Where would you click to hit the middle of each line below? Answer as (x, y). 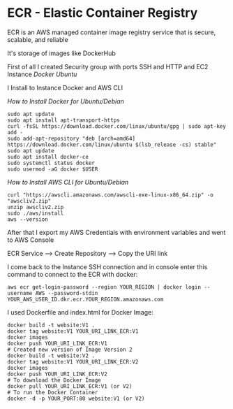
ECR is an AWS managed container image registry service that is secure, (112, 32)
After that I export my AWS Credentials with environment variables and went (116, 232)
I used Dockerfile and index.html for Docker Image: (80, 312)
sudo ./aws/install (36, 213)
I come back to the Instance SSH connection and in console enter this (107, 266)
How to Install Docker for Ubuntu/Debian (66, 101)
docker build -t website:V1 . (51, 325)
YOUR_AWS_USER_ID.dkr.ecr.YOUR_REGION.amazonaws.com (85, 299)
